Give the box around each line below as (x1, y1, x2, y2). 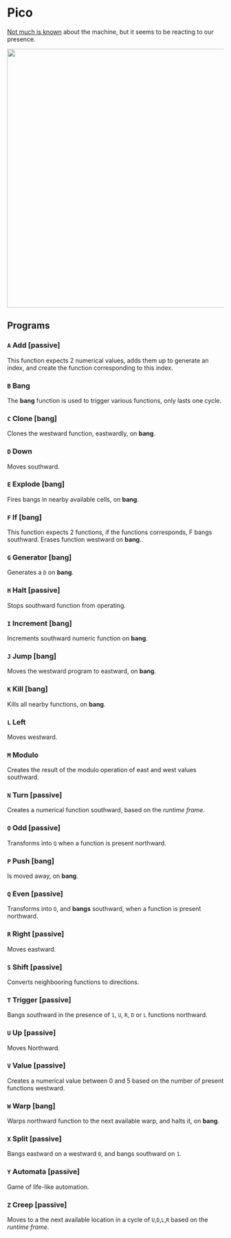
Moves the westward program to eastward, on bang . (7, 667, 157, 676)
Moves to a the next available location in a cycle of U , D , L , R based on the (7, 1216, 208, 1224)
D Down (7, 446, 32, 456)
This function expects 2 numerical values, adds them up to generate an (7, 356, 209, 364)
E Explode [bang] (7, 480, 65, 489)
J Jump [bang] (7, 651, 57, 660)
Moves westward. (7, 733, 58, 741)
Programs (7, 320, 50, 332)
